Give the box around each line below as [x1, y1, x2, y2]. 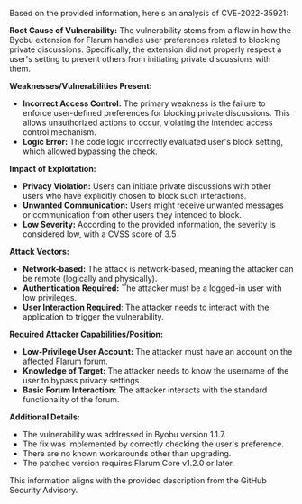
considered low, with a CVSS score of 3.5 [22, 229, 177, 239]
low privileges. [22, 292, 78, 302]
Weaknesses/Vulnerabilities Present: [9, 81, 152, 91]
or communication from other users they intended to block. [22, 210, 242, 220]
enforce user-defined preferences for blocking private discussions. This [22, 108, 290, 118]
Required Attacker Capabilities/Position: [9, 328, 164, 339]
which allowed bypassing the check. [22, 146, 158, 157]
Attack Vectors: [9, 247, 70, 256]
